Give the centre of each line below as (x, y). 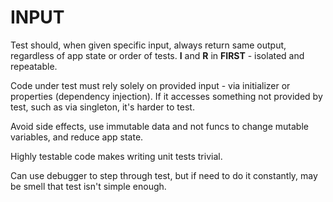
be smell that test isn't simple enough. (88, 186)
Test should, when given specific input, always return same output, (148, 45)
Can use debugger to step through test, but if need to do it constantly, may (164, 175)
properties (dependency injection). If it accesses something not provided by (166, 96)
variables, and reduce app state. (77, 137)
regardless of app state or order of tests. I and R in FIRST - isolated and (157, 55)
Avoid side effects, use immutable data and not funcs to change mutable (159, 126)
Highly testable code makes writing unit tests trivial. (116, 156)
